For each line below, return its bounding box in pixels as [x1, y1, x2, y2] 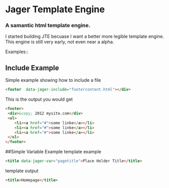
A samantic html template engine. [5, 22, 91, 29]
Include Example [5, 63, 60, 72]
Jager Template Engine [5, 4, 105, 15]
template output [5, 168, 39, 174]
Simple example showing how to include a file [5, 77, 101, 83]
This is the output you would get [5, 96, 73, 103]
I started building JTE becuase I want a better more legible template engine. [5, 33, 164, 39]
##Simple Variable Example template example [5, 149, 102, 155]
